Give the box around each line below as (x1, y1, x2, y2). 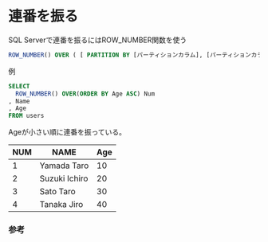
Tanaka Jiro (39, 199, 84, 210)
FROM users (8, 112, 45, 120)
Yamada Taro (39, 160, 89, 171)
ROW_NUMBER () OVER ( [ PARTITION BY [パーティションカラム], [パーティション (8, 51, 251, 59)
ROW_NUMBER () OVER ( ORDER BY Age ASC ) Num (15, 89, 156, 98)
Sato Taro (39, 186, 76, 197)
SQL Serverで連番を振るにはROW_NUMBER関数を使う (8, 35, 187, 45)
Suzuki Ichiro (39, 173, 89, 184)
